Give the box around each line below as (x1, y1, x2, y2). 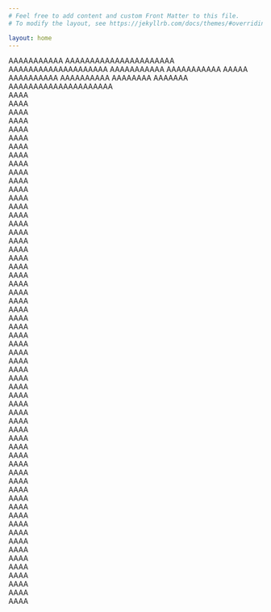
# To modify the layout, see (8, 19, 106, 27)
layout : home (8, 34, 52, 42)
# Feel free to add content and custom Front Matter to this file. (8, 11, 240, 20)
